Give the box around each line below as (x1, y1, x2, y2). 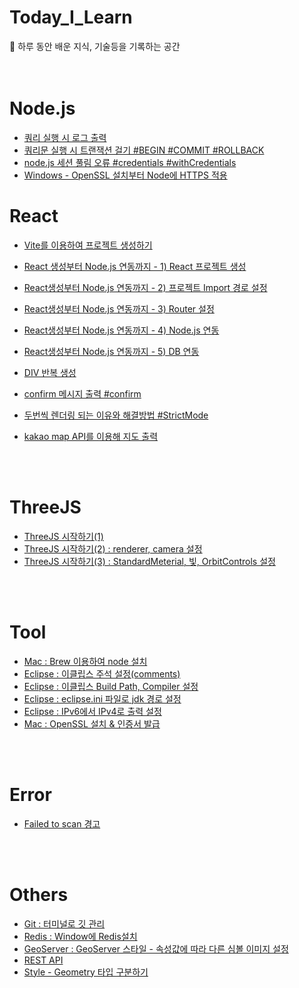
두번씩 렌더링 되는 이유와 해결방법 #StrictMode (23, 409, 209, 421)
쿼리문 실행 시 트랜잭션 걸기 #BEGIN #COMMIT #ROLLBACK (23, 144, 265, 156)
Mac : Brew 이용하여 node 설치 (23, 655, 148, 667)
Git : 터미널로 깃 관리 (23, 917, 106, 930)
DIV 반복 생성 (23, 366, 77, 378)
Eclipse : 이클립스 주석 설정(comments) (23, 667, 181, 680)
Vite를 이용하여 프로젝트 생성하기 (23, 239, 153, 251)
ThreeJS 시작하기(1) (23, 530, 104, 542)
